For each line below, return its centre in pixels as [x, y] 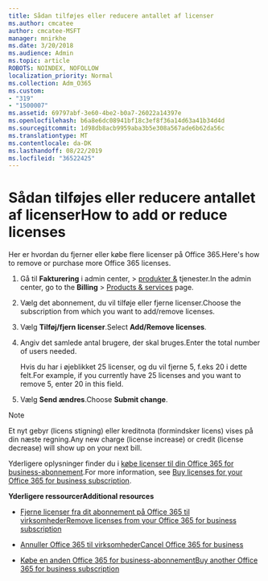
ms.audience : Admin [41, 53]
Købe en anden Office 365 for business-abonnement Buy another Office [139, 560]
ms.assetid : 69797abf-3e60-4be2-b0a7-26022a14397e [95, 114]
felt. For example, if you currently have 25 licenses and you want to [130, 376]
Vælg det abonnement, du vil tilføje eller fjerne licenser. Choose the [130, 303]
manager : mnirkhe [37, 38]
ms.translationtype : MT [48, 135]
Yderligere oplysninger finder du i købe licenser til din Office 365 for [121, 463]
